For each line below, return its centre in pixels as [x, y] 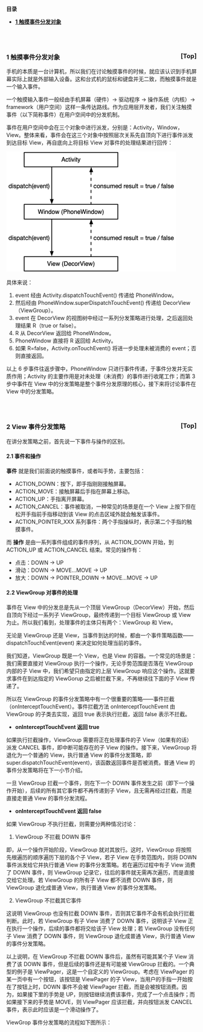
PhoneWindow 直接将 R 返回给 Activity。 [66, 341]
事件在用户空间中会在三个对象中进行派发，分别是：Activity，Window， [95, 128]
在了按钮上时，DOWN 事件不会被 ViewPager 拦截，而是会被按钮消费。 [94, 987]
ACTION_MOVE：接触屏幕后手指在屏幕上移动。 [74, 491]
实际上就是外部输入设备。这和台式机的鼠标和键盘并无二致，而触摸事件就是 [104, 79]
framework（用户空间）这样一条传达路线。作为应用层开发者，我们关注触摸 [99, 107]
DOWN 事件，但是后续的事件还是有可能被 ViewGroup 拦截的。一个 [106, 964]
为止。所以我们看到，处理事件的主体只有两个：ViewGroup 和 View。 [91, 622]
